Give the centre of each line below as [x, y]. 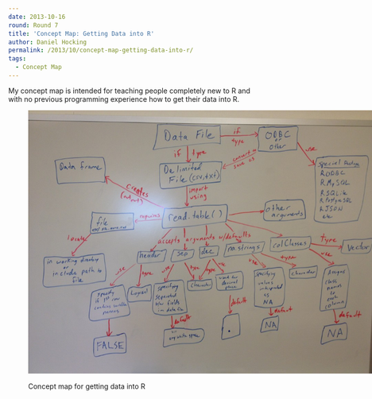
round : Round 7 [33, 25]
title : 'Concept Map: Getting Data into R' [81, 33]
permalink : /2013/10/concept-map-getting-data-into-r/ [101, 50]
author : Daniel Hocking [48, 42]
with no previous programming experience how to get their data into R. [124, 99]
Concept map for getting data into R [87, 386]
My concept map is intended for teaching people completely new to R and [129, 91]
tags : [17, 59]
